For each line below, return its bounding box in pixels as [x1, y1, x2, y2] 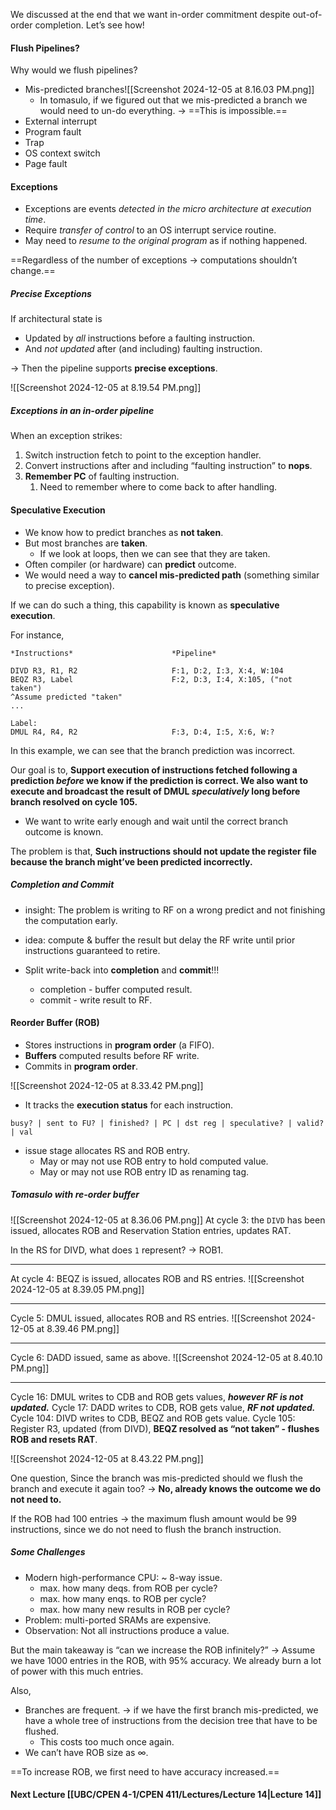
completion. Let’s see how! [34, 19, 145, 31]
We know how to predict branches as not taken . [24, 526, 224, 538]
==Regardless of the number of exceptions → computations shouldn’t [10, 254, 298, 266]
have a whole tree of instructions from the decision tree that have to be [24, 1714, 318, 1726]
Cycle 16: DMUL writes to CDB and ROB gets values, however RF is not [10, 1390, 304, 1403]
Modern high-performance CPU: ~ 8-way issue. [24, 1571, 223, 1583]
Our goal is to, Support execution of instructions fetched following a [10, 764, 298, 776]
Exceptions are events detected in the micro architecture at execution [24, 203, 312, 215]
